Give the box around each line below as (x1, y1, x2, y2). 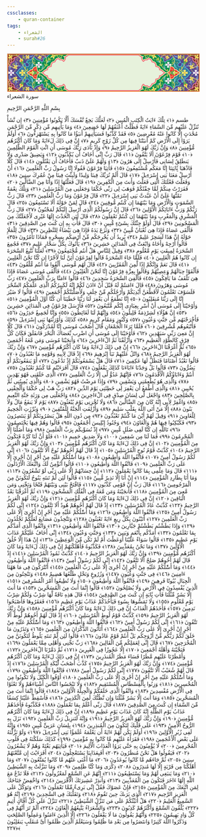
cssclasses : (7, 10, 37, 16)
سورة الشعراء (7, 92, 39, 100)
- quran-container (18, 16, 65, 23)
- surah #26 (18, 35, 46, 42)
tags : (7, 23, 21, 29)
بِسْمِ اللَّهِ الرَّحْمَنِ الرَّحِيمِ (7, 105, 61, 112)
